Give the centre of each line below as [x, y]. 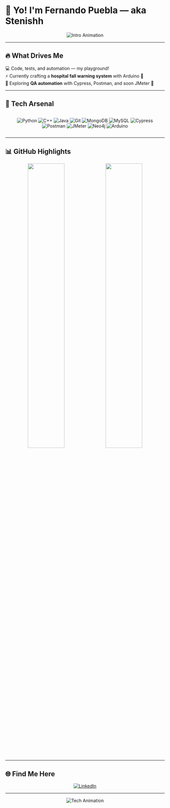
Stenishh [25, 21]
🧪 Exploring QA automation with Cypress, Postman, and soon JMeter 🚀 [80, 83]
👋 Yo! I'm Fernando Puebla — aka [76, 10]
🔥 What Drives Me [34, 56]
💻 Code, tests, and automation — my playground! [57, 68]
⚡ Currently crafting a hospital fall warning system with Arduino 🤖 [74, 76]
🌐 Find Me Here [30, 774]
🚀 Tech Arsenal [30, 104]
